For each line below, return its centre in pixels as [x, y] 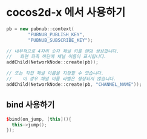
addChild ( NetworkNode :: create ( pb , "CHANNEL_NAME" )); [74, 84]
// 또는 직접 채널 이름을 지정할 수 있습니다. [55, 73]
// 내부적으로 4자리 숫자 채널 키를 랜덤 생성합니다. [63, 51]
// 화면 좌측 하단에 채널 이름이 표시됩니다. [57, 57]
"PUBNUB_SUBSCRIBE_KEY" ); [61, 40]
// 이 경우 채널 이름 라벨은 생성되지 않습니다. [61, 79]
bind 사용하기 [31, 105]
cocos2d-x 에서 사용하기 [66, 12]
